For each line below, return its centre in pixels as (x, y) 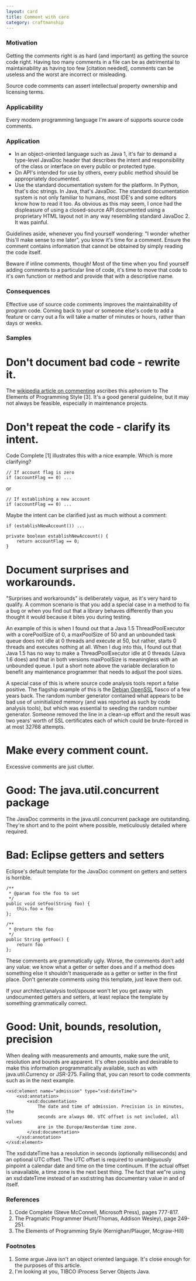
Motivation (22, 43)
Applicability (25, 107)
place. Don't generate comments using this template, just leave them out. (94, 979)
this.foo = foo (35, 909)
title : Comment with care (37, 17)
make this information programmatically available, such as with (82, 1068)
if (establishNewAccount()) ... (45, 526)
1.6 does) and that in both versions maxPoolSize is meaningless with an (92, 660)
